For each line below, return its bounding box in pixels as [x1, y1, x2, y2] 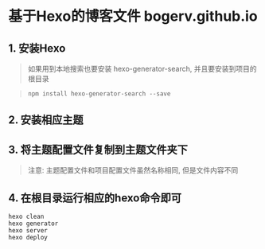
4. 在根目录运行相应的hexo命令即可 [8, 191, 181, 204]
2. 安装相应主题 [8, 113, 84, 127]
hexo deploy [8, 234, 48, 242]
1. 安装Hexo [8, 41, 66, 55]
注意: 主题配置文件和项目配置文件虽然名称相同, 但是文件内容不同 [27, 165, 239, 175]
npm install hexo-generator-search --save [27, 90, 171, 98]
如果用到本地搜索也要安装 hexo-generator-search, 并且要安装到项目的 [27, 64, 257, 73]
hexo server [8, 227, 48, 235]
